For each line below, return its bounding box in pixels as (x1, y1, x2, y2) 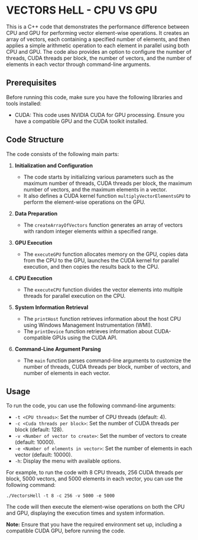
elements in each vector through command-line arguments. (6, 60, 151, 68)
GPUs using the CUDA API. (52, 334, 118, 341)
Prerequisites (6, 78, 57, 88)
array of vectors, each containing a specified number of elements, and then (6, 35, 190, 43)
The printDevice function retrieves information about (23, 327, 153, 334)
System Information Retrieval (14, 304, 89, 311)
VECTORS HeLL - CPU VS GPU (6, 4, 158, 17)
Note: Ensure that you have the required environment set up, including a (6, 521, 182, 528)
